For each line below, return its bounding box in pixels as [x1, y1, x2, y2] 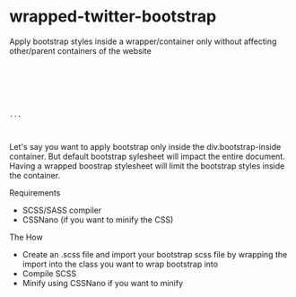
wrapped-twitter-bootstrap [9, 6, 217, 27]
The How [9, 231, 43, 242]
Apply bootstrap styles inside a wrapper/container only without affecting [9, 36, 277, 47]
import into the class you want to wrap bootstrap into [22, 258, 218, 269]
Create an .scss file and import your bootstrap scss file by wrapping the [22, 249, 288, 259]
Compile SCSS [22, 267, 77, 279]
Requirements [9, 187, 61, 198]
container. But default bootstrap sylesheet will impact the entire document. [9, 151, 285, 162]
